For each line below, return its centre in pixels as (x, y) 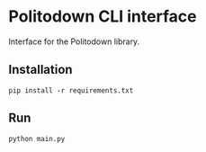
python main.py (37, 139)
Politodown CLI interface (103, 17)
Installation (40, 70)
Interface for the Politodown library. (74, 41)
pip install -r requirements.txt (71, 90)
